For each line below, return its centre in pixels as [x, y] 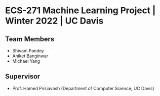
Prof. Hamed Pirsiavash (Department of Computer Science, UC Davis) [83, 88]
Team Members [30, 39]
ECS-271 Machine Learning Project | [80, 11]
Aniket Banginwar [30, 56]
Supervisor [23, 77]
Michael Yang [26, 61]
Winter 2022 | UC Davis [54, 21]
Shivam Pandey [28, 51]
